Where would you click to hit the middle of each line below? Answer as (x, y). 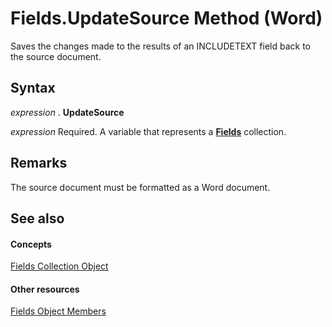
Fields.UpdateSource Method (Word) (166, 18)
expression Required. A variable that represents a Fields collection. (148, 131)
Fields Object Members (58, 311)
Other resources (45, 289)
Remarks (39, 163)
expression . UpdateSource (67, 112)
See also (37, 218)
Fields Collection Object (59, 266)
